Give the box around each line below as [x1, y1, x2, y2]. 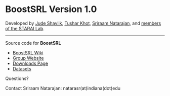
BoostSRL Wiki [12, 49, 44, 56]
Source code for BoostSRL [5, 40, 61, 46]
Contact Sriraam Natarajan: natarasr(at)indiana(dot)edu [5, 85, 120, 91]
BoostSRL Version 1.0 [5, 4, 97, 15]
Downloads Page [12, 60, 49, 66]
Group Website [12, 55, 44, 61]
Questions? [5, 75, 29, 81]
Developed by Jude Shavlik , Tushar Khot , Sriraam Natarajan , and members [5, 20, 161, 26]
